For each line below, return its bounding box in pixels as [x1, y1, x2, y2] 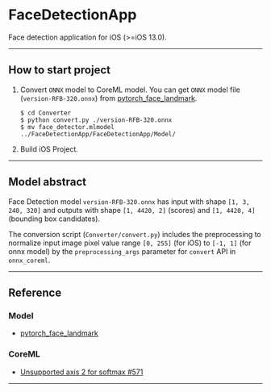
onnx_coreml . [8, 255, 51, 265]
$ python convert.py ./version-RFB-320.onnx [19, 115, 173, 124]
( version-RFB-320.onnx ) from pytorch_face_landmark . [19, 93, 198, 102]
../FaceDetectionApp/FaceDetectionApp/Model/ [19, 130, 176, 138]
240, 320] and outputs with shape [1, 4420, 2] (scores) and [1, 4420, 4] [8, 205, 256, 215]
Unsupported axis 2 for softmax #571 [19, 367, 144, 377]
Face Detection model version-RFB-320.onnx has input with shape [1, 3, [8, 196, 250, 206]
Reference [8, 286, 62, 299]
